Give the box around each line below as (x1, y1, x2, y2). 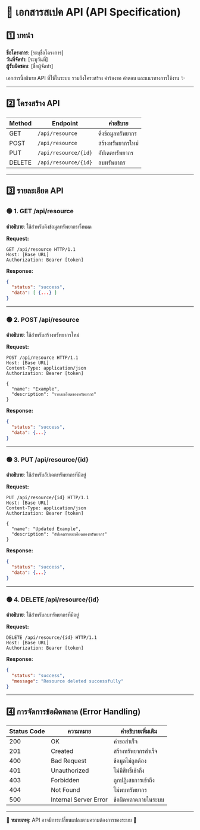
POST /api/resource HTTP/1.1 (6, 355, 79, 361)
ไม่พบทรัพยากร (113, 786, 148, 794)
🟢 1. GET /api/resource (6, 207, 74, 216)
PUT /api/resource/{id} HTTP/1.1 (6, 495, 89, 501)
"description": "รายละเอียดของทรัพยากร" (11, 391, 97, 398)
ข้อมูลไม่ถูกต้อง (113, 757, 147, 765)
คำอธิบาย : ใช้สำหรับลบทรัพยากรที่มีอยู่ (6, 611, 79, 618)
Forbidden (51, 776, 80, 785)
